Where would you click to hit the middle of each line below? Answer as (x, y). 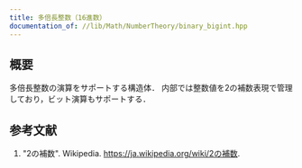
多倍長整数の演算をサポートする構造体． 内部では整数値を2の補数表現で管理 (151, 88)
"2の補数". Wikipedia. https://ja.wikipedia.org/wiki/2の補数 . (131, 154)
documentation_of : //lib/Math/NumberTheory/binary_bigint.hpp (128, 26)
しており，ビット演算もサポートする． (80, 99)
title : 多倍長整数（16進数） (58, 18)
